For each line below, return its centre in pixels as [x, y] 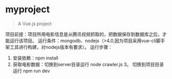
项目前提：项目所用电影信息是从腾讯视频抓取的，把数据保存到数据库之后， [84, 34]
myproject [28, 9]
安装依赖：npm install [36, 58]
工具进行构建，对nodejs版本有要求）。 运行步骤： [61, 47]
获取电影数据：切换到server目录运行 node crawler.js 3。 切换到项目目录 [88, 64]
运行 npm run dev [31, 71]
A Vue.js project [35, 24]
